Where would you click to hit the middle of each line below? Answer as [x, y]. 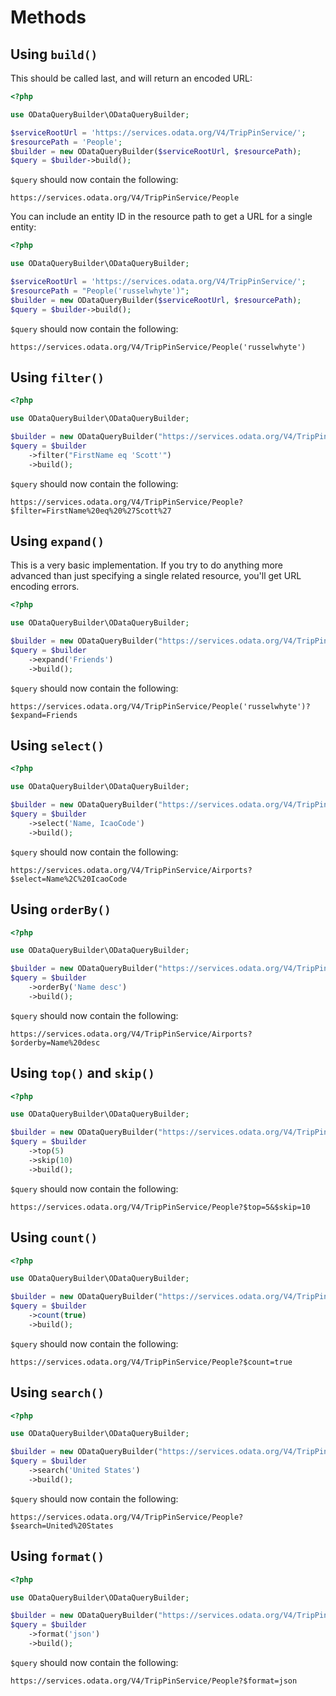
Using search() [57, 1392]
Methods [48, 17]
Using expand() [57, 541]
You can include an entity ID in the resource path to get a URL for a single [161, 217]
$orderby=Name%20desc [55, 1042]
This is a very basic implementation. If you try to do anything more [147, 565]
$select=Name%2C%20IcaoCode [69, 879]
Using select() [57, 746]
